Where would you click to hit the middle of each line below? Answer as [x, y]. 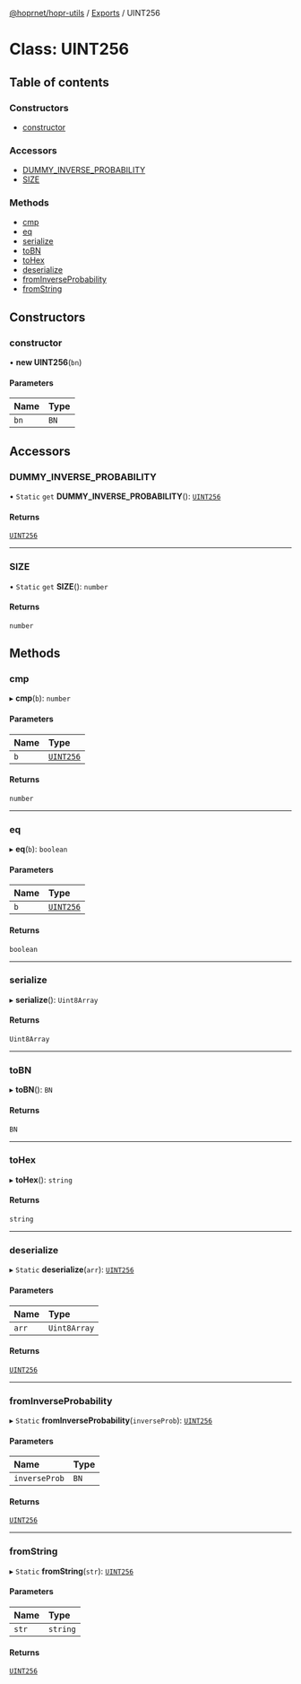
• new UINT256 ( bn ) [46, 362]
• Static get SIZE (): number [59, 586]
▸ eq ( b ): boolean [39, 849]
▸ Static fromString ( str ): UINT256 [72, 1571]
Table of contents [59, 82]
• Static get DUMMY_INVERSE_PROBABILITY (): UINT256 [115, 496]
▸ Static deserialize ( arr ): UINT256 [72, 1270]
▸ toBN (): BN [31, 1090]
